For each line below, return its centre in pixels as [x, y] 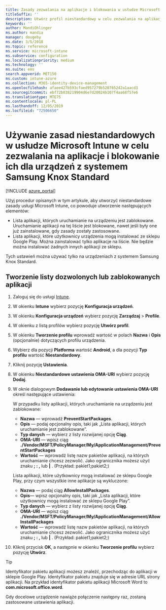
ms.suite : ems [20, 70]
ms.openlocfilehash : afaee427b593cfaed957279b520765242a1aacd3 [72, 88]
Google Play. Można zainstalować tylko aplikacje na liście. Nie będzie [83, 241]
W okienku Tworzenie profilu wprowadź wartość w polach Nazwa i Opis [87, 335]
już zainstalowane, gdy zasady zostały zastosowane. [66, 231]
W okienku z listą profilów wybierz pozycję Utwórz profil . [71, 325]
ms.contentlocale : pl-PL [31, 102]
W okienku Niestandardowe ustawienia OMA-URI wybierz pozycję [81, 374]
